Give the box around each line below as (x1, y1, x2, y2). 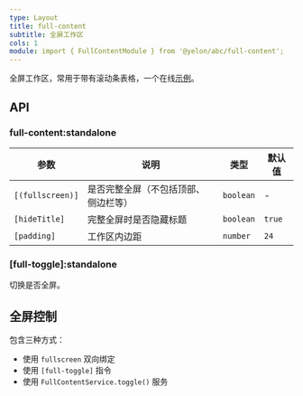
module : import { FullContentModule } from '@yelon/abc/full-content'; (9, 47, 284, 56)
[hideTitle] (14, 213, 66, 224)
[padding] (14, 231, 56, 240)
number (222, 231, 251, 240)
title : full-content (9, 22, 87, 31)
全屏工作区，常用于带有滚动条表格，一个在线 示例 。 (9, 73, 199, 84)
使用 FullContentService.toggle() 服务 (22, 376, 169, 387)
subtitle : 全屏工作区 (9, 30, 84, 39)
